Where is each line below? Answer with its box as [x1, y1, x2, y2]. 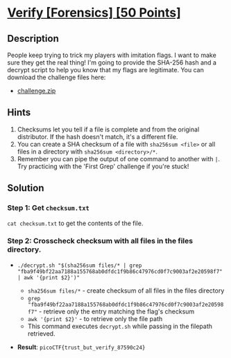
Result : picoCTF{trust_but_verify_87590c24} [17, 343, 146, 351]
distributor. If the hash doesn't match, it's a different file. [17, 132, 178, 140]
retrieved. [27, 329, 55, 338]
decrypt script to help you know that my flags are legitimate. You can [7, 66, 205, 74]
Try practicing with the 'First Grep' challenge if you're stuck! [17, 162, 189, 170]
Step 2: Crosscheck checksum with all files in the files [7, 236, 193, 246]
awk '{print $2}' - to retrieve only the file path [27, 314, 163, 323]
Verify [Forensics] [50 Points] [7, 5, 182, 21]
